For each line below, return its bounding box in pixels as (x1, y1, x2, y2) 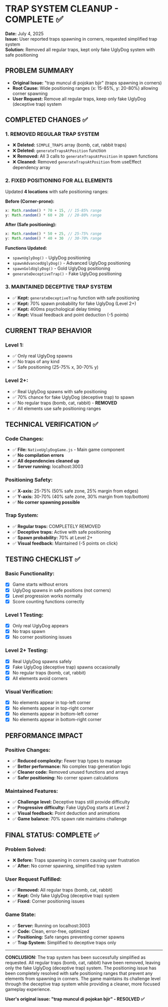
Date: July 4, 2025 (5, 31, 44, 37)
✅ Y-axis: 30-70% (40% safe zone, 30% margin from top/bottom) (12, 493, 149, 499)
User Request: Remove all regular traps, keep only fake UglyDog (12, 96, 146, 102)
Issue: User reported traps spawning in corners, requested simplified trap (5, 36, 157, 42)
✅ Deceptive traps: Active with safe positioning (12, 529, 111, 535)
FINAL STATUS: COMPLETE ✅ (5, 830, 99, 839)
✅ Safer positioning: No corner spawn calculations (12, 775, 118, 780)
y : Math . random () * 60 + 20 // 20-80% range (5, 213, 101, 218)
